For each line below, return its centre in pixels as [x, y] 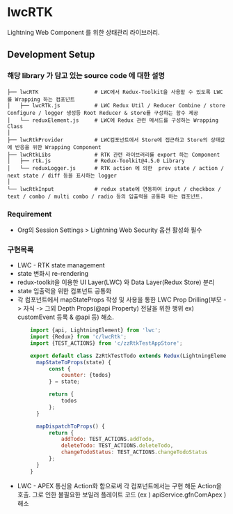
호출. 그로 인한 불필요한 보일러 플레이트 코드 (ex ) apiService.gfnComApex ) [122, 494]
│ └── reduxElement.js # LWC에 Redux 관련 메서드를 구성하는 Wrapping [113, 120]
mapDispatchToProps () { [71, 426]
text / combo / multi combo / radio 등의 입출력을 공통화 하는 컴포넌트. [105, 196]
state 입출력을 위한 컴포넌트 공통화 [64, 291]
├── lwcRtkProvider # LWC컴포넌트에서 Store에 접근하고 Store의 [107, 140]
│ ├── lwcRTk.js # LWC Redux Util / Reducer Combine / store [116, 105]
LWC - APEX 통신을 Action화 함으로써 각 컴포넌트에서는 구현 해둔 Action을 [120, 485]
